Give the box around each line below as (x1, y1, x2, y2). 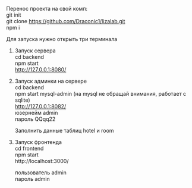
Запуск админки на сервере (14, 77, 87, 84)
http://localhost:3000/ (14, 158, 69, 164)
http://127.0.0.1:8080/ (14, 66, 67, 73)
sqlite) (14, 96, 31, 104)
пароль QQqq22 (14, 115, 56, 123)
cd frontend (14, 145, 44, 152)
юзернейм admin (14, 109, 58, 116)
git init (6, 11, 22, 18)
